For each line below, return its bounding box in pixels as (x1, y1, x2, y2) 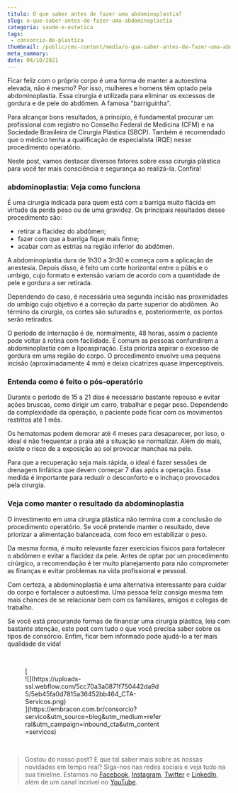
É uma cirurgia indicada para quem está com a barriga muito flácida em (7, 198, 216, 207)
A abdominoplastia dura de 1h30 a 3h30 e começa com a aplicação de (7, 256, 213, 265)
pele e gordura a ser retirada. (7, 279, 93, 287)
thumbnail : (7, 43, 40, 50)
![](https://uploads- (25, 674, 81, 683)
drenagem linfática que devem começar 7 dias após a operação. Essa (7, 466, 211, 474)
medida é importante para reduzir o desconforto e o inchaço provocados (7, 474, 220, 482)
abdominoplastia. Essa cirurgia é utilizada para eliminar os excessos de (7, 91, 215, 100)
